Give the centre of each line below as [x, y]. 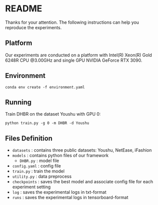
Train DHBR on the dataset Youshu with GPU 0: [53, 114]
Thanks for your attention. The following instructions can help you [72, 22]
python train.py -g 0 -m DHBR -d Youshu [47, 123]
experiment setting [31, 187]
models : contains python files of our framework [60, 156]
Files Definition [29, 138]
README [24, 9]
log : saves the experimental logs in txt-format [59, 192]
